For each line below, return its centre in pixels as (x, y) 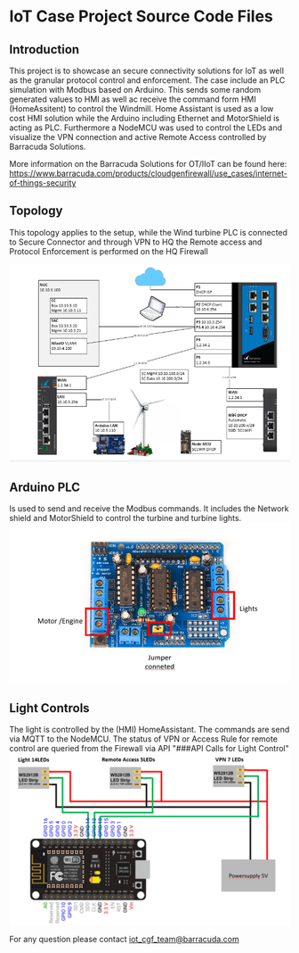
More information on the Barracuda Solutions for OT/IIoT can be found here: (148, 164)
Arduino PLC (45, 487)
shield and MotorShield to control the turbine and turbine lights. (125, 518)
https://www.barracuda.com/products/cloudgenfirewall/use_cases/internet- (148, 173)
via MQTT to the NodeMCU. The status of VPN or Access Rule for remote (144, 739)
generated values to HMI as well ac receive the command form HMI (133, 99)
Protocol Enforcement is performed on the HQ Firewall (109, 251)
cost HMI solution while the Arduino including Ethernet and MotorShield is (145, 118)
